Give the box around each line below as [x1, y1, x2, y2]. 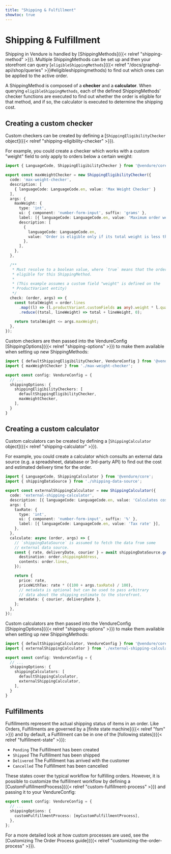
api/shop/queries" [5, 67, 43, 73]
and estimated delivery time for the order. [5, 464, 93, 470]
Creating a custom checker [5, 119, 93, 128]
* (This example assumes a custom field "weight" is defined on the [12, 281, 160, 286]
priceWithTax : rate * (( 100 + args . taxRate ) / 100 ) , [18, 583, 133, 588]
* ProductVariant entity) [12, 286, 67, 291]
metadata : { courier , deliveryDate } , [18, 597, 101, 602]
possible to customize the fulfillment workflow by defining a [5, 778, 131, 785]
